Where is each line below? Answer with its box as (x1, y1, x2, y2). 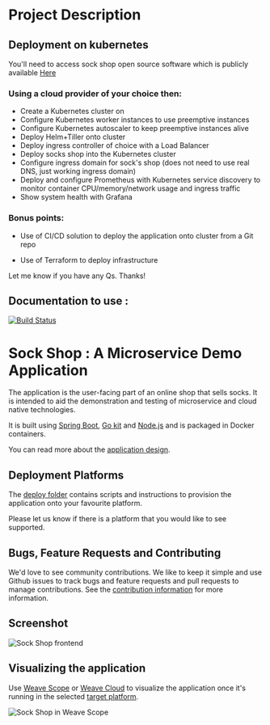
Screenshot (8, 617, 69, 630)
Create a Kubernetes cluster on (19, 107, 124, 116)
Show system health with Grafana (19, 192, 133, 202)
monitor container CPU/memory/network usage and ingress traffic (19, 183, 241, 193)
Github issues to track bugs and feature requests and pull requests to (8, 575, 239, 585)
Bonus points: (8, 213, 65, 224)
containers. (8, 429, 46, 439)
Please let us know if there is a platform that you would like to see (8, 514, 227, 524)
